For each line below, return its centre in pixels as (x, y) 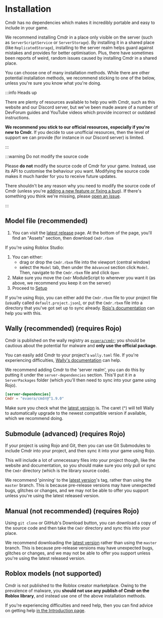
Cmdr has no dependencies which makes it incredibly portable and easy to (80, 22)
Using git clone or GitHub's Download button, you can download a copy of (81, 523)
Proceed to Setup (30, 288)
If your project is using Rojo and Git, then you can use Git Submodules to (78, 445)
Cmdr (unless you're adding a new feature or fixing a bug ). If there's (73, 191)
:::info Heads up (21, 92)
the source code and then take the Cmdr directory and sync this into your (77, 528)
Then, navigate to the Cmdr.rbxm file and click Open (69, 272)
